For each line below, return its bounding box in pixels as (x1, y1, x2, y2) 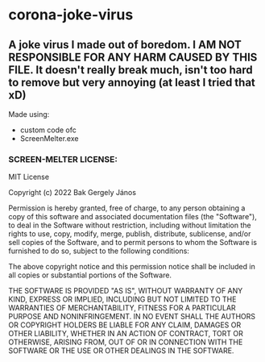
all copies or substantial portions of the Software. (8, 270, 172, 280)
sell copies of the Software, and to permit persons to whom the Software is (8, 238, 258, 248)
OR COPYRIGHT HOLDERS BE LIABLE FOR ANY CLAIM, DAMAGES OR (8, 320, 242, 330)
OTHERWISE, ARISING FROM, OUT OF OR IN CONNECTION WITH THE (8, 337, 243, 347)
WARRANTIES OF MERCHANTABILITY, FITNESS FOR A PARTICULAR (8, 303, 236, 313)
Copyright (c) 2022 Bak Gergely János (8, 188, 137, 198)
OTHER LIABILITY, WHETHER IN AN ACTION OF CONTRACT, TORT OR (8, 329, 243, 339)
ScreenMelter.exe (19, 134, 79, 143)
